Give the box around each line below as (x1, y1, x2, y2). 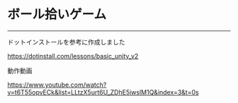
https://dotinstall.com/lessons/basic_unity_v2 (7, 51, 139, 60)
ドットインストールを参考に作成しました (7, 37, 125, 46)
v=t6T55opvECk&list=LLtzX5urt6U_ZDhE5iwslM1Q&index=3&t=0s (7, 87, 200, 96)
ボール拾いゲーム (7, 6, 107, 23)
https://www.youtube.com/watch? (7, 80, 107, 89)
